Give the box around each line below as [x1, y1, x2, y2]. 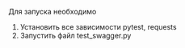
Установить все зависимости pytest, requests [19, 22, 177, 31]
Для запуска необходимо [8, 7, 97, 16]
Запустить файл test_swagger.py [19, 31, 132, 40]
